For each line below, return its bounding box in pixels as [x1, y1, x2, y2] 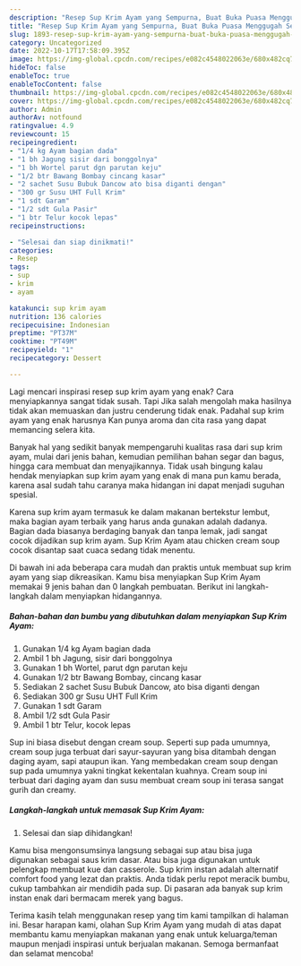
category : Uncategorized [9, 38, 102, 47]
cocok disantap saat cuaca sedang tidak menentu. [9, 544, 195, 556]
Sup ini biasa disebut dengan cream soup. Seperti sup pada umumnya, [9, 737, 271, 747]
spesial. [9, 489, 39, 500]
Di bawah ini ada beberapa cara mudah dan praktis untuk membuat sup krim [9, 562, 292, 573]
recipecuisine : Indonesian [9, 320, 110, 330]
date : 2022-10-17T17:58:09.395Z [9, 47, 130, 56]
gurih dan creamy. [9, 784, 77, 795]
